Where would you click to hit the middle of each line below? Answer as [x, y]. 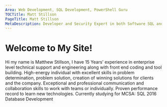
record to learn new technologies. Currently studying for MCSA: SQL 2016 [81, 94]
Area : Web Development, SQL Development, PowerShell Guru [66, 10]
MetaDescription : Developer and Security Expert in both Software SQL [80, 24]
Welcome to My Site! [49, 48]
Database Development [29, 99]
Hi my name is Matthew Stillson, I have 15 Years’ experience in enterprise [80, 62]
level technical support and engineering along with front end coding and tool [83, 67]
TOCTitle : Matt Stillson [31, 14]
